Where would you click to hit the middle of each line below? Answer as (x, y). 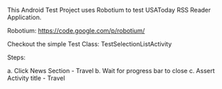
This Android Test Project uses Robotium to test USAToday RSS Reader (109, 10)
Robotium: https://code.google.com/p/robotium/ (76, 31)
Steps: (16, 57)
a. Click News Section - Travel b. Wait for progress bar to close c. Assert (111, 71)
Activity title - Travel (36, 78)
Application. (24, 17)
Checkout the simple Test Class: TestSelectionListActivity (89, 44)
